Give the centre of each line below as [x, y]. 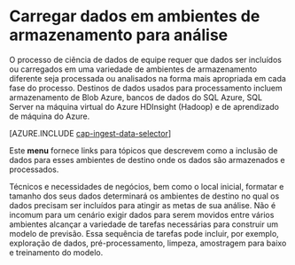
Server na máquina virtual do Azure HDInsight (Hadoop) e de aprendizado [144, 106]
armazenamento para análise [119, 35]
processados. [34, 169]
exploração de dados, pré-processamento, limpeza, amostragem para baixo [148, 243]
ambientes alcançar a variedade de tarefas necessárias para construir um [144, 224]
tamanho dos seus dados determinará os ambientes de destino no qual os [144, 196]
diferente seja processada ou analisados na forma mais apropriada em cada [147, 78]
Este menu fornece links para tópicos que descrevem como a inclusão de [144, 150]
